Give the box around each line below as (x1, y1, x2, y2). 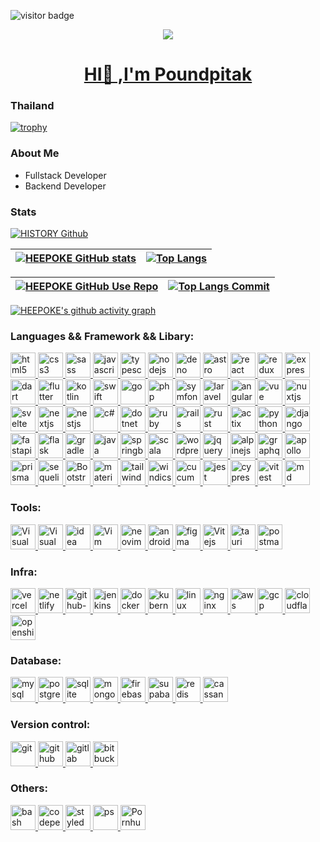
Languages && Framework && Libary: (10, 330, 195, 343)
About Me (10, 146, 60, 160)
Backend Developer (24, 180, 107, 192)
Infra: (10, 565, 38, 579)
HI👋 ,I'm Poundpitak (83, 63, 253, 86)
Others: (10, 781, 48, 795)
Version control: (10, 718, 91, 732)
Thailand (10, 99, 55, 113)
